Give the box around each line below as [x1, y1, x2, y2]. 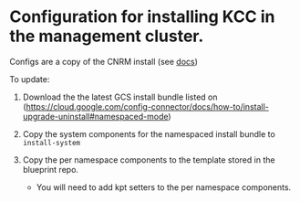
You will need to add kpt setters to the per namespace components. [36, 181, 292, 193]
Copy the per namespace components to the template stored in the [22, 154, 275, 165]
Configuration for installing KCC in [9, 6, 275, 27]
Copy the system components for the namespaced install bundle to [22, 128, 275, 139]
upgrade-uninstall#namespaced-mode [22, 111, 169, 122]
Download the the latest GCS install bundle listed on [22, 91, 218, 102]
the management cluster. [9, 26, 204, 47]
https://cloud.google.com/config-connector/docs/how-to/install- [26, 101, 269, 112]
